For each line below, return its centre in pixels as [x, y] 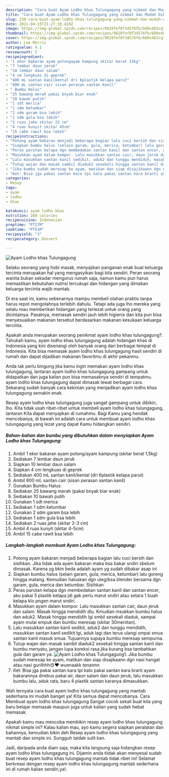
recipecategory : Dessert [32, 239]
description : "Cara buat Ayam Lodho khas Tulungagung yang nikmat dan [81, 10]
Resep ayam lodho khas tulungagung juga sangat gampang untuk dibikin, [81, 403]
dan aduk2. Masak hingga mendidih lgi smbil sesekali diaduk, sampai [84, 616]
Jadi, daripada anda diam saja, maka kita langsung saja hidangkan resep [81, 747]
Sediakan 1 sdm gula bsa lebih [44, 518]
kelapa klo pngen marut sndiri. [44, 601]
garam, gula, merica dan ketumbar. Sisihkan [58, 585]
